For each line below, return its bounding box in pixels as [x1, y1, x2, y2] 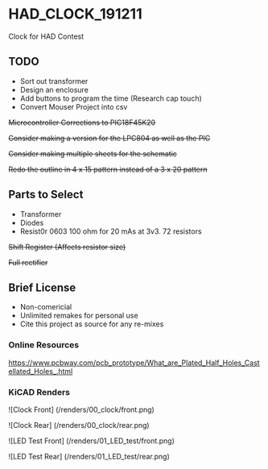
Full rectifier [8, 257, 48, 267]
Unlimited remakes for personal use [19, 311, 138, 321]
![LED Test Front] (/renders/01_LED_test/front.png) [8, 436, 175, 446]
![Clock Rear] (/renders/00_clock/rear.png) [8, 420, 150, 430]
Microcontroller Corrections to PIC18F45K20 [8, 118, 156, 127]
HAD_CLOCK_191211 [8, 5, 142, 23]
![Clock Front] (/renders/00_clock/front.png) [8, 405, 155, 414]
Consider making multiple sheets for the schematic [8, 148, 177, 158]
